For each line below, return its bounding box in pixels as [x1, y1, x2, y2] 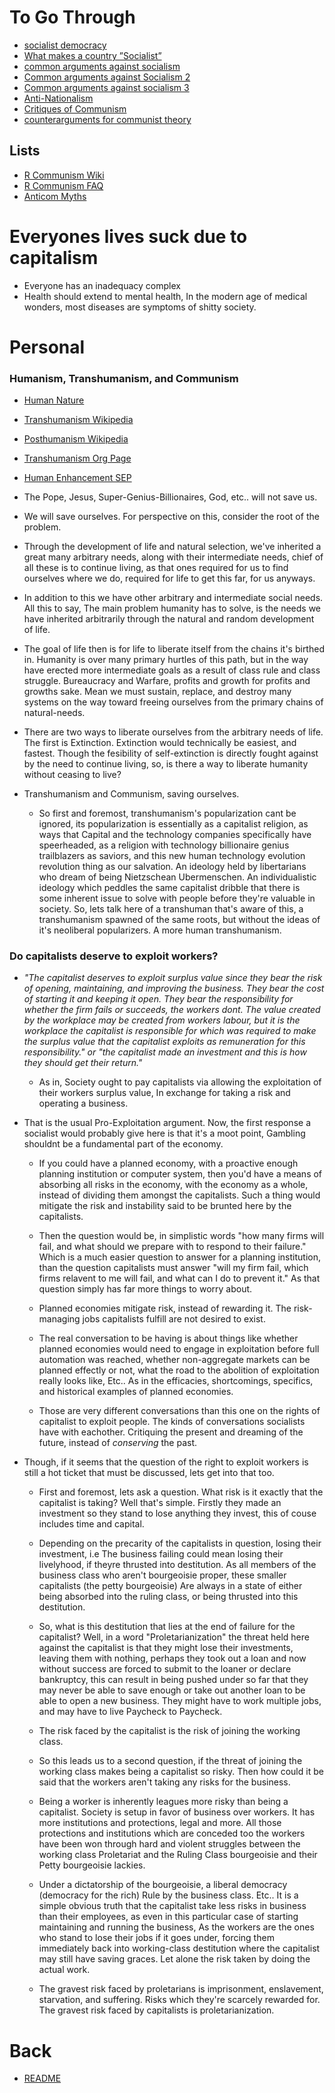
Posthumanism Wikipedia [23, 433, 129, 445]
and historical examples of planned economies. [38, 1386, 234, 1398]
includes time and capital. [38, 1518, 145, 1530]
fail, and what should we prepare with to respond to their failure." [38, 1241, 307, 1253]
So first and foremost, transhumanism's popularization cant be [38, 807, 297, 820]
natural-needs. [23, 707, 86, 719]
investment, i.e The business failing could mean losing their [38, 1548, 284, 1560]
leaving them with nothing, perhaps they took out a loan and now [38, 1652, 307, 1665]
